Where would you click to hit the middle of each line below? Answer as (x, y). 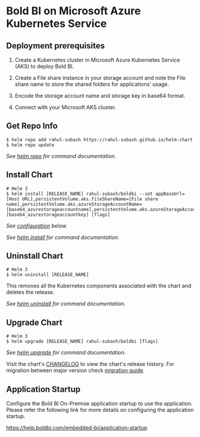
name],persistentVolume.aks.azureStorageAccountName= (74, 204)
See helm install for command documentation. (63, 237)
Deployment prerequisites (56, 46)
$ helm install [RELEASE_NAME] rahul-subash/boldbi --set (79, 194)
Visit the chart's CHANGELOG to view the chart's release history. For (90, 364)
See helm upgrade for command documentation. (66, 352)
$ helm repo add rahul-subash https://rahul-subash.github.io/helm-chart (100, 140)
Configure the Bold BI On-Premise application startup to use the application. (99, 404)
